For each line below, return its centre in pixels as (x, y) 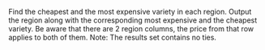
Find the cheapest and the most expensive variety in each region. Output (130, 12)
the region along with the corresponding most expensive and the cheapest (133, 20)
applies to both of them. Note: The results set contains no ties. (113, 37)
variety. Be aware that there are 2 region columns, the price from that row (131, 29)
